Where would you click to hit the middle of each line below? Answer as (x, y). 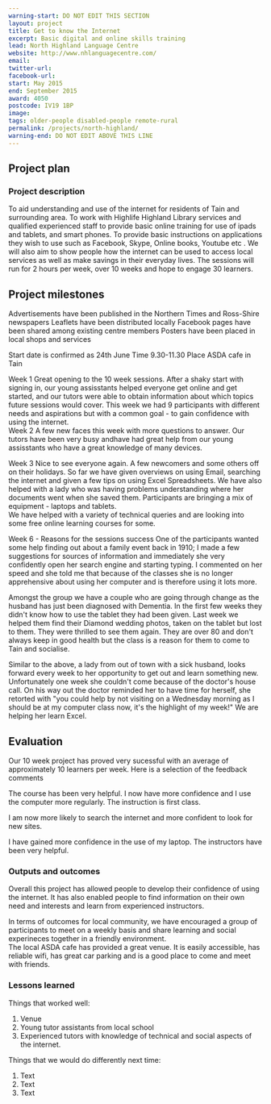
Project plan (39, 169)
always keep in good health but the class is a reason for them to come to (129, 640)
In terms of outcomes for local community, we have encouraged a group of (133, 922)
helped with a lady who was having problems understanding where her (126, 490)
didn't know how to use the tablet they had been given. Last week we (123, 614)
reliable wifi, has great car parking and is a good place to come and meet (130, 956)
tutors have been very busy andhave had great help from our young (121, 440)
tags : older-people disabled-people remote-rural (94, 121)
